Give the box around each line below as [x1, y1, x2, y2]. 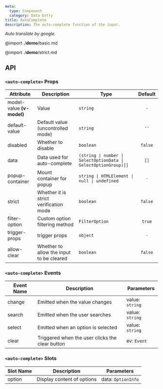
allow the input [37, 249, 71, 256]
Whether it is [37, 189, 66, 196]
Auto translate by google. [5, 31, 56, 37]
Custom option [37, 215, 71, 222]
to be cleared [37, 255, 68, 262]
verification [37, 201, 63, 208]
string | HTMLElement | [79, 173, 134, 179]
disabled [7, 142, 27, 149]
